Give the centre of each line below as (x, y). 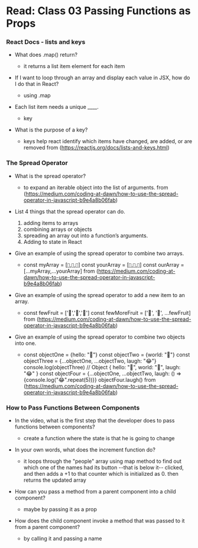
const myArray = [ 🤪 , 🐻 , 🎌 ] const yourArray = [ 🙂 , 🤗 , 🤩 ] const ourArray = (104, 265)
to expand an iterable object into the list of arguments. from (96, 187)
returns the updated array (55, 480)
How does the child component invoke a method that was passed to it (100, 521)
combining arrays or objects (58, 229)
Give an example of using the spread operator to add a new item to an (100, 295)
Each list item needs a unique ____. (56, 107)
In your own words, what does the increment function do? (85, 450)
